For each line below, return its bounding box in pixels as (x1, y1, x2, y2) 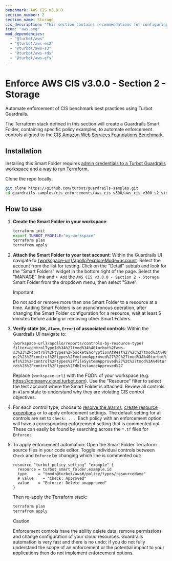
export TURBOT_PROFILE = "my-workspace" (12, 233, 96, 238)
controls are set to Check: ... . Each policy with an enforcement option (12, 415, 162, 422)
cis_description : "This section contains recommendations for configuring (5, 22, 168, 27)
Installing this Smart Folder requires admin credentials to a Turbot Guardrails (5, 160, 166, 167)
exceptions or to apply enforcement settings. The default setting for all (12, 410, 162, 416)
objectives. (12, 394, 36, 401)
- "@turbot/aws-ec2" (10, 41, 54, 46)
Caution (12, 518, 30, 524)
